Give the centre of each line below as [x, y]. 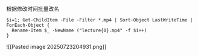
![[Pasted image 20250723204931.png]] [56, 47]
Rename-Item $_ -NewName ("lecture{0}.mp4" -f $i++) [79, 30]
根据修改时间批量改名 [33, 9]
